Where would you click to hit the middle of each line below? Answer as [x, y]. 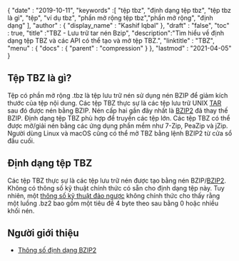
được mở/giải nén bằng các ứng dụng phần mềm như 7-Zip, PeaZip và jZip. [118, 126]
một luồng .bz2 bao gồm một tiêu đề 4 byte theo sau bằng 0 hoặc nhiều [113, 203]
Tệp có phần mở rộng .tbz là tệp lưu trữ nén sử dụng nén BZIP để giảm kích [118, 95]
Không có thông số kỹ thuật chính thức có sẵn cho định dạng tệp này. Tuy [116, 188]
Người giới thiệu [44, 234]
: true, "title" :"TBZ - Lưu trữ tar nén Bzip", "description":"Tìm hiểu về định [116, 33]
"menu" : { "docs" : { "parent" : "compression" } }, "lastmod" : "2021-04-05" [119, 48]
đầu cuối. [21, 140]
